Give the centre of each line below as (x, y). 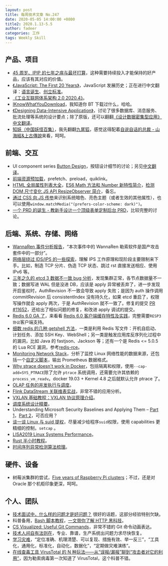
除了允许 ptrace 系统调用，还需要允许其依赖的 (92, 372)
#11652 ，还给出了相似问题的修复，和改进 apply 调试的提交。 (75, 309)
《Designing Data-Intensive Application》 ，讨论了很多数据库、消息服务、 (86, 110)
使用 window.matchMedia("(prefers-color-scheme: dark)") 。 (83, 204)
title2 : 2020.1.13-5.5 (29, 24)
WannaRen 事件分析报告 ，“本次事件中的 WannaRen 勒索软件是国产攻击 (86, 247)
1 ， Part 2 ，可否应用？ (35, 416)
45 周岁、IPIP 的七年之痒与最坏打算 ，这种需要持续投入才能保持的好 (82, 72)
